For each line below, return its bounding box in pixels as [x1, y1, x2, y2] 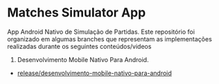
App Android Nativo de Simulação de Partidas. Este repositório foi [7, 28, 195, 36]
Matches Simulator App [7, 5, 146, 21]
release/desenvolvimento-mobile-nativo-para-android [17, 69, 172, 77]
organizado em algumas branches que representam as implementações [7, 34, 213, 43]
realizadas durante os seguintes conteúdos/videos [7, 42, 152, 50]
